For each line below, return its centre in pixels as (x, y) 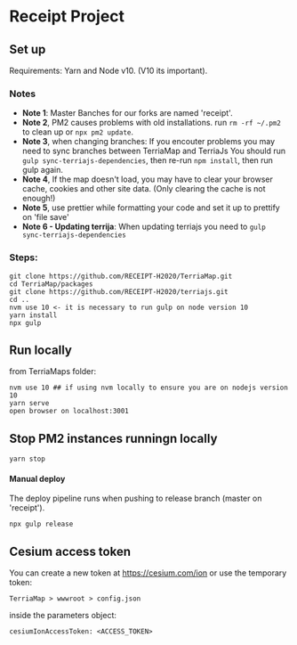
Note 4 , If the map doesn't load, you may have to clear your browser (148, 179)
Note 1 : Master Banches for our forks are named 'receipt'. (127, 113)
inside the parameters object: (63, 616)
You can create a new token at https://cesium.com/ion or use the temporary (148, 573)
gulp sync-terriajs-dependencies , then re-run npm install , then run (148, 160)
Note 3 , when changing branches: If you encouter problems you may (148, 142)
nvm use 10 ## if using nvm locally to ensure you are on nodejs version (149, 388)
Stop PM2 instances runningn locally (113, 438)
